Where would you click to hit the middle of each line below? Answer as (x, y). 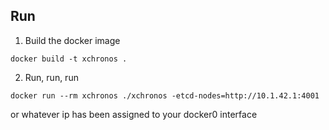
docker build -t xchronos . (69, 59)
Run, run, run (51, 77)
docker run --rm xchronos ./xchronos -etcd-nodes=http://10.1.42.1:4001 (165, 95)
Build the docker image (72, 40)
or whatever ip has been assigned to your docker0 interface (134, 114)
